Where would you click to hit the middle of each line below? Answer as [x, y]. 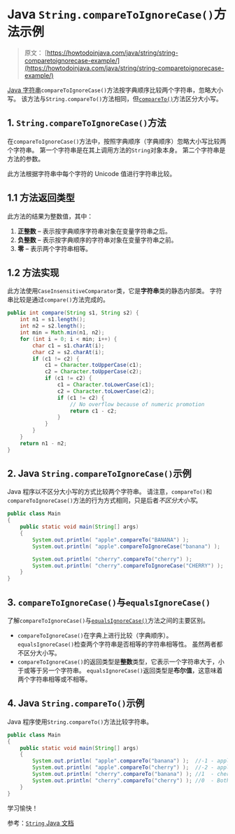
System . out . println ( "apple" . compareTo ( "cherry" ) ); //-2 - [123, 768]
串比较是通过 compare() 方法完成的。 [58, 300]
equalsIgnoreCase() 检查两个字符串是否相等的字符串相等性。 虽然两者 [117, 644]
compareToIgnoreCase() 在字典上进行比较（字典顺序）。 [95, 635]
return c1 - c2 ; [93, 411]
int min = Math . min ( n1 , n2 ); [62, 332]
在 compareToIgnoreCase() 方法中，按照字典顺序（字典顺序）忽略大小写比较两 [117, 141]
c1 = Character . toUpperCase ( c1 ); [93, 365]
